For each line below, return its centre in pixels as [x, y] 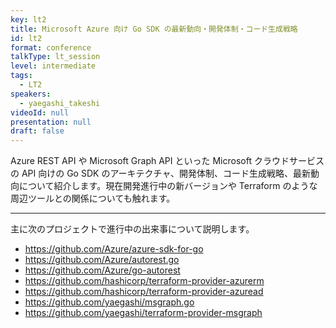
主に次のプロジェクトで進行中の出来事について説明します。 [132, 229]
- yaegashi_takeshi [60, 103]
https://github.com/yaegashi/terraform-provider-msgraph [143, 313]
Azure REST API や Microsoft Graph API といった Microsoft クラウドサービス [167, 161]
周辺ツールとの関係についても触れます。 [93, 198]
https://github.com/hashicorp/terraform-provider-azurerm [144, 281]
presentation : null [51, 122]
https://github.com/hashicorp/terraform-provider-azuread [144, 292]
